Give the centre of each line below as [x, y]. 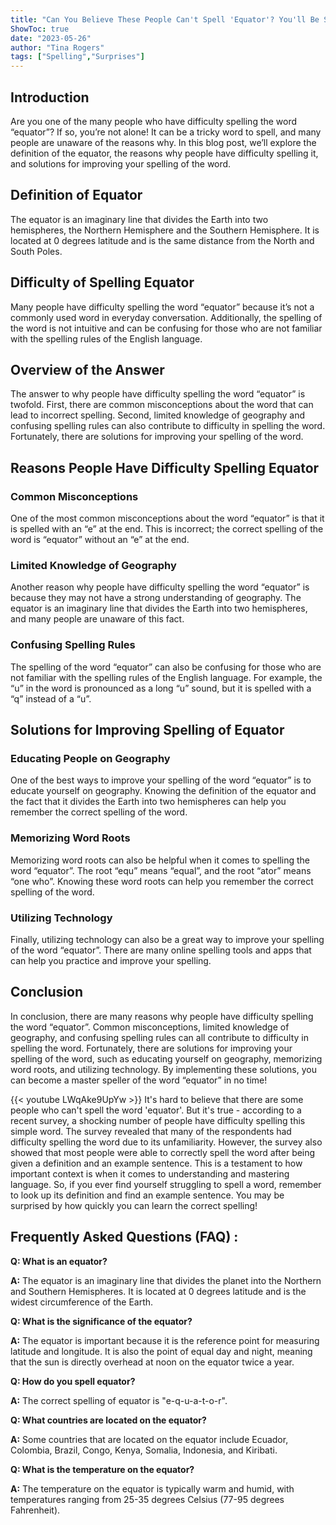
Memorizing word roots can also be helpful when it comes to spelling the [160, 860]
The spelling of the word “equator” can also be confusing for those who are [166, 667]
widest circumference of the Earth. [82, 1302]
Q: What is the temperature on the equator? [102, 1469]
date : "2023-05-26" [51, 38]
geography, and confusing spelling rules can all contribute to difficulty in [159, 1037]
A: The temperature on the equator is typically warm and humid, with [152, 1488]
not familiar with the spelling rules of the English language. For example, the [166, 677]
